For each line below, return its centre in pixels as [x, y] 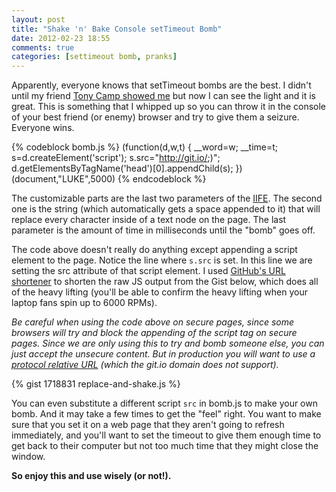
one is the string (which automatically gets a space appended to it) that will [166, 209]
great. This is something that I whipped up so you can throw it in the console [169, 107]
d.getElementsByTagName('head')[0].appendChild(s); [122, 168]
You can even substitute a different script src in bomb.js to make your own [164, 403]
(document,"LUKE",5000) [63, 179]
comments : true [43, 47]
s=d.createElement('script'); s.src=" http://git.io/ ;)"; [116, 158]
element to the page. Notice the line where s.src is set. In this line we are [162, 260]
